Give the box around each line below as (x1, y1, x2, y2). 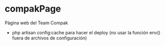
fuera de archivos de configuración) (12, 35, 87, 41)
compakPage (5, 3, 62, 15)
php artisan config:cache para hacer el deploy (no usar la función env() (12, 29, 161, 35)
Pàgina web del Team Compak (5, 20, 69, 26)
